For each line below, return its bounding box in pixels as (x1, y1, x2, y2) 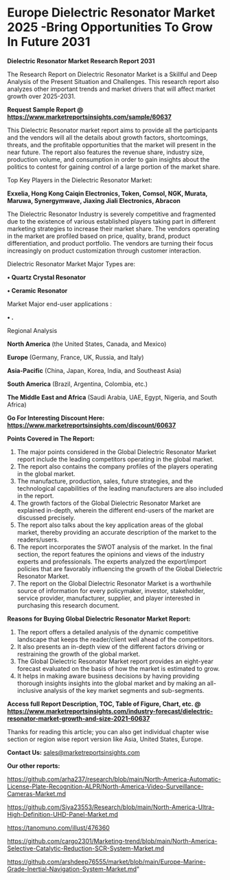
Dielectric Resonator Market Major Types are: (7, 259, 136, 268)
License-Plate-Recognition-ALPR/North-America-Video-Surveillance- (7, 782, 204, 791)
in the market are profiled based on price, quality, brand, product (7, 232, 191, 240)
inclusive (16, 686, 43, 694)
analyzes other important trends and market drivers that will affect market (7, 85, 216, 93)
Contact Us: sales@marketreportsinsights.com (7, 748, 141, 756)
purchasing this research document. (16, 601, 120, 610)
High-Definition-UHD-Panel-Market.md (7, 810, 119, 818)
